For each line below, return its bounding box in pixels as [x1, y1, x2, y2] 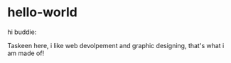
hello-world [7, 4, 78, 21]
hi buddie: [7, 28, 37, 36]
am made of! [7, 49, 45, 57]
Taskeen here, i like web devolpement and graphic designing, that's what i [7, 41, 225, 50]
